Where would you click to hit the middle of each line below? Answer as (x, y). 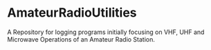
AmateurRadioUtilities (72, 13)
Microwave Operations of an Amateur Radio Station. (81, 39)
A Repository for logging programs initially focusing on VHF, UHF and (106, 32)
